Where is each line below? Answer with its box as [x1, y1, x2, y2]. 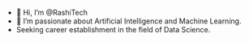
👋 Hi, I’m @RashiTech [15, 8, 88, 17]
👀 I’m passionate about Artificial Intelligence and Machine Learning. [15, 16, 242, 26]
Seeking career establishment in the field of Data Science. [15, 25, 211, 34]
